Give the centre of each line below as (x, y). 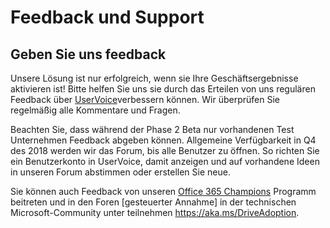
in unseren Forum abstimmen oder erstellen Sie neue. (120, 172)
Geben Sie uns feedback (88, 54)
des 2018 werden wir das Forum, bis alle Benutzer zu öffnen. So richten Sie (165, 150)
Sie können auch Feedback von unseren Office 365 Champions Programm (163, 191)
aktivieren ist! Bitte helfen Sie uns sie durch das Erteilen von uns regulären (163, 89)
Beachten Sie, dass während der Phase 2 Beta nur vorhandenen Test (152, 129)
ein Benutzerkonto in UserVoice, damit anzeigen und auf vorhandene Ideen (165, 161)
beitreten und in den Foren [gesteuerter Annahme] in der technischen (153, 202)
